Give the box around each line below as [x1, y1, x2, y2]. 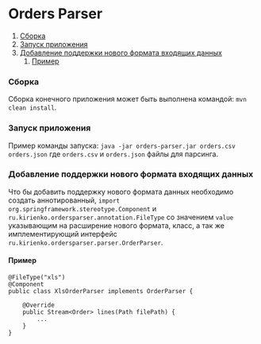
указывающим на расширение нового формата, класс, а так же [8, 220, 225, 230]
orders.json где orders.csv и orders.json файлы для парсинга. [8, 149, 219, 159]
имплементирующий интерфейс [8, 229, 117, 238]
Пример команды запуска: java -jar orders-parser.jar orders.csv [8, 141, 236, 150]
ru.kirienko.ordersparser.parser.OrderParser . [8, 238, 163, 247]
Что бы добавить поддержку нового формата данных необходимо [8, 187, 234, 196]
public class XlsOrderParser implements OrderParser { [8, 288, 194, 296]
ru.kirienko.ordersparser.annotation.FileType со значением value [8, 212, 234, 222]
